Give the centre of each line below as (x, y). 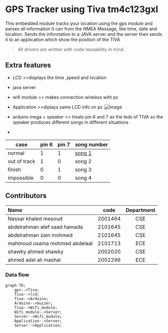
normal (16, 153)
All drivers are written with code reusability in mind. (71, 49)
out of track (22, 161)
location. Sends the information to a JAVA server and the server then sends (84, 34)
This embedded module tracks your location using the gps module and (79, 23)
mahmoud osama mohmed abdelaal (50, 243)
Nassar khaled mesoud (35, 218)
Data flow (17, 275)
